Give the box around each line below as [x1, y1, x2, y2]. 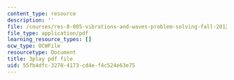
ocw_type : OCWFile [7, 42, 61, 49]
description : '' [7, 17, 54, 24]
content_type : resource [7, 10, 77, 17]
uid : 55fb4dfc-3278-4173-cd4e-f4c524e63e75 [7, 62, 136, 69]
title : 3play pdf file [7, 56, 73, 63]
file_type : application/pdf [7, 29, 89, 37]
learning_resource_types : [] [7, 36, 92, 43]
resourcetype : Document [7, 49, 77, 56]
